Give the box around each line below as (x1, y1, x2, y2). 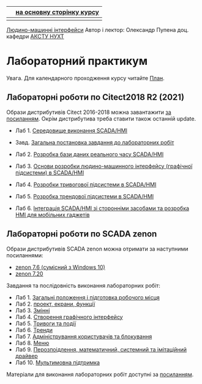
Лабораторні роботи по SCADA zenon (6, 229, 157, 239)
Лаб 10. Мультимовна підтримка (15, 358, 100, 366)
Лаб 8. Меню (15, 339, 50, 347)
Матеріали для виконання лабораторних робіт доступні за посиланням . (6, 371, 194, 378)
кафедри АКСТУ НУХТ (6, 33, 64, 40)
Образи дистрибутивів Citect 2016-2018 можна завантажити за (6, 108, 171, 116)
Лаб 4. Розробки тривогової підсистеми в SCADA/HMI (15, 181, 157, 188)
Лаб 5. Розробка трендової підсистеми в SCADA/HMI (15, 192, 154, 200)
